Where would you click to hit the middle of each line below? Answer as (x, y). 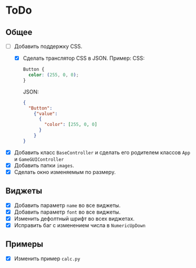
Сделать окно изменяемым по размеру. (65, 172)
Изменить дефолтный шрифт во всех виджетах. (74, 218)
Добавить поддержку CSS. (48, 46)
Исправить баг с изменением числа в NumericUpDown (80, 225)
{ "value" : (46, 114)
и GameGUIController (39, 159)
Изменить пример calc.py (47, 259)
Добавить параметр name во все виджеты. (67, 205)
